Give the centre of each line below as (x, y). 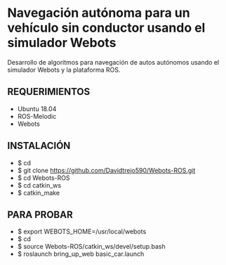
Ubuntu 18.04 (37, 109)
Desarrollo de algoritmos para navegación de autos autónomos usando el (113, 62)
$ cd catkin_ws (39, 185)
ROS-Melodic (37, 116)
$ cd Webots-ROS (44, 178)
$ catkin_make (39, 193)
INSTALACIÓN (39, 146)
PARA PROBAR (40, 215)
